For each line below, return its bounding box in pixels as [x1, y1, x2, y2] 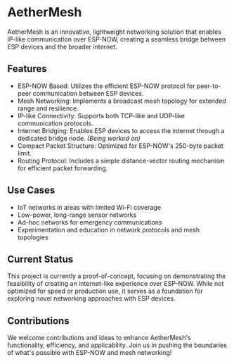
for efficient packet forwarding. [17, 163, 108, 172]
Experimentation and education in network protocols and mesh [17, 225, 200, 234]
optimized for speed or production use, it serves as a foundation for [7, 287, 203, 296]
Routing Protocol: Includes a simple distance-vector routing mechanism [17, 156, 225, 165]
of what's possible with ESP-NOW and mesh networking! [7, 349, 172, 357]
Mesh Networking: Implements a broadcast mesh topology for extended [17, 96, 226, 105]
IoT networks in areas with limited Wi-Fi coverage [17, 203, 162, 211]
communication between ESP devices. [32, 89, 144, 97]
